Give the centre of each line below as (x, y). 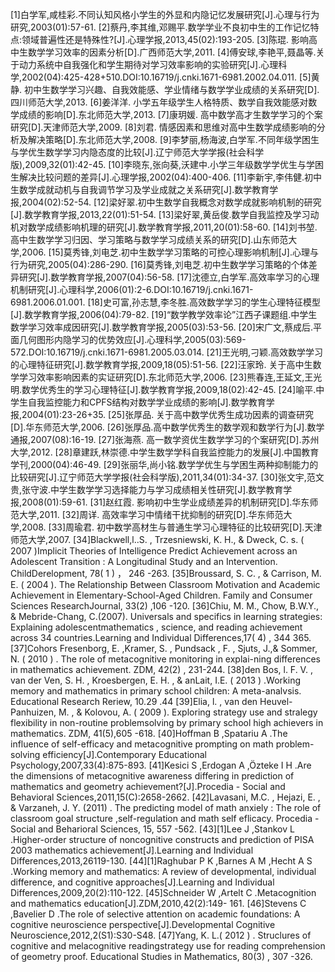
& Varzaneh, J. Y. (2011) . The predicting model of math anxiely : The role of (166, 807)
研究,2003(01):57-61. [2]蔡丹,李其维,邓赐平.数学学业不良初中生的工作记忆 (160, 27)
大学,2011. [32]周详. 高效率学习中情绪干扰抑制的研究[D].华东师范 (151, 514)
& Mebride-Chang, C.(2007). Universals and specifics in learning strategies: (166, 616)
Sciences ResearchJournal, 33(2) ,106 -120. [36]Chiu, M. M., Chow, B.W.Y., (165, 606)
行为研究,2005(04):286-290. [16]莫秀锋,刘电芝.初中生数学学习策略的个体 (159, 264)
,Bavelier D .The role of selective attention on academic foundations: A (155, 914)
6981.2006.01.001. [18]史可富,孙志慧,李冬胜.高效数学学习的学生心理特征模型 (166, 302)
